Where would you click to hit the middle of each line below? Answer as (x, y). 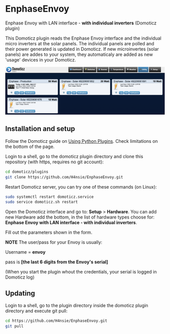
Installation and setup (40, 129)
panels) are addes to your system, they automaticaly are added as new (79, 54)
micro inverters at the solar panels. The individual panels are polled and (80, 43)
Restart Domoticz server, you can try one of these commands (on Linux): (81, 187)
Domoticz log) (20, 277)
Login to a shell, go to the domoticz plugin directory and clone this (74, 156)
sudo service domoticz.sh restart (42, 202)
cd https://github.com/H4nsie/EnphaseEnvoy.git (56, 321)
